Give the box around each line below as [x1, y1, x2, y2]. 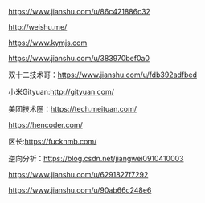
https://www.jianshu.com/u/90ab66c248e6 [8, 185, 152, 195]
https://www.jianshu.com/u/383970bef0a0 [8, 54, 150, 63]
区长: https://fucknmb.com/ [8, 136, 97, 146]
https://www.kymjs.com [8, 38, 88, 47]
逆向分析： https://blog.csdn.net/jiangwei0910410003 [8, 154, 184, 163]
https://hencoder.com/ [8, 120, 83, 129]
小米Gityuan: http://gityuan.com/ [8, 87, 114, 96]
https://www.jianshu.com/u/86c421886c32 [8, 7, 151, 16]
